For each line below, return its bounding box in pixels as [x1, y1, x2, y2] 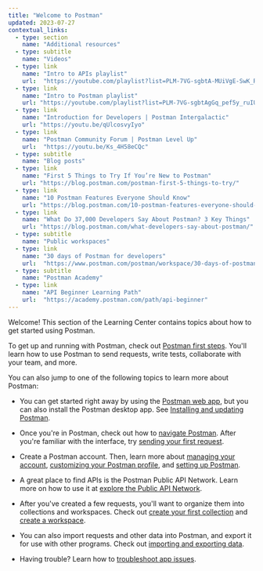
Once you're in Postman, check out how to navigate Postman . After [19, 428, 236, 438]
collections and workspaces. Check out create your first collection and [19, 507, 248, 516]
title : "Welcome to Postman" [8, 11, 103, 20]
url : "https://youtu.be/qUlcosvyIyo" [22, 121, 146, 129]
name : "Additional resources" [22, 41, 121, 49]
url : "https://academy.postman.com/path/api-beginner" [22, 296, 209, 304]
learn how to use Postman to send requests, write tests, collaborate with [8, 349, 241, 358]
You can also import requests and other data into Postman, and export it [19, 530, 252, 540]
